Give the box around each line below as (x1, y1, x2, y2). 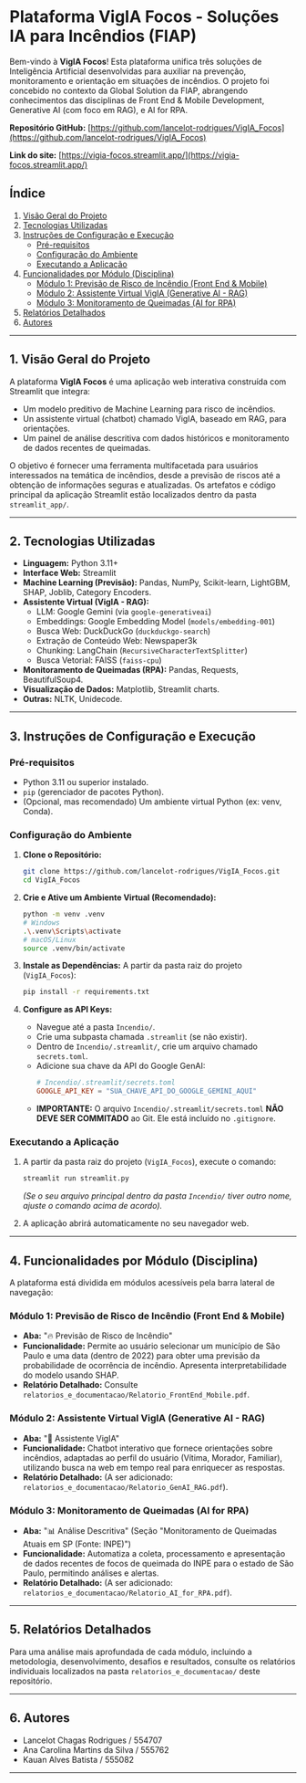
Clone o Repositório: (22, 849, 102, 860)
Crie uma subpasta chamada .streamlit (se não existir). (36, 1032, 248, 1043)
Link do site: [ (9, 149, 62, 161)
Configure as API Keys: (22, 1004, 113, 1015)
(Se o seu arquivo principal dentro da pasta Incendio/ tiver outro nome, (22, 1190, 292, 1201)
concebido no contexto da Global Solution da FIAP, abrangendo (9, 85, 249, 96)
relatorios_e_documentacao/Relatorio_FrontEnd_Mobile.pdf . (22, 1390, 250, 1400)
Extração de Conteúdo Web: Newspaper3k (36, 635, 198, 646)
